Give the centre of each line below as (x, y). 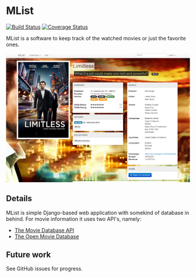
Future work (29, 255)
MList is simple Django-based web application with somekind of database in (98, 213)
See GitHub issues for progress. (44, 269)
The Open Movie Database (47, 236)
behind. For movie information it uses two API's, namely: (74, 219)
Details (19, 199)
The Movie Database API (44, 230)
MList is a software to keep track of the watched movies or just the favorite (96, 38)
